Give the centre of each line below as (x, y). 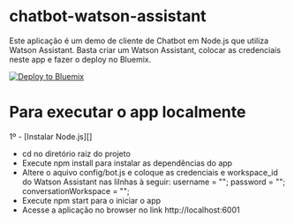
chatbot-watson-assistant (108, 16)
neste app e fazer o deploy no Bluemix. (80, 59)
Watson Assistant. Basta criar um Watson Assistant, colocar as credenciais (145, 49)
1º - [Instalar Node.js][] (51, 136)
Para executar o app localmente (128, 112)
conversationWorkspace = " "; (75, 190)
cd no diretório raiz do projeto (76, 153)
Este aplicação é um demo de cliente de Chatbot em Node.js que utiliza (139, 41)
